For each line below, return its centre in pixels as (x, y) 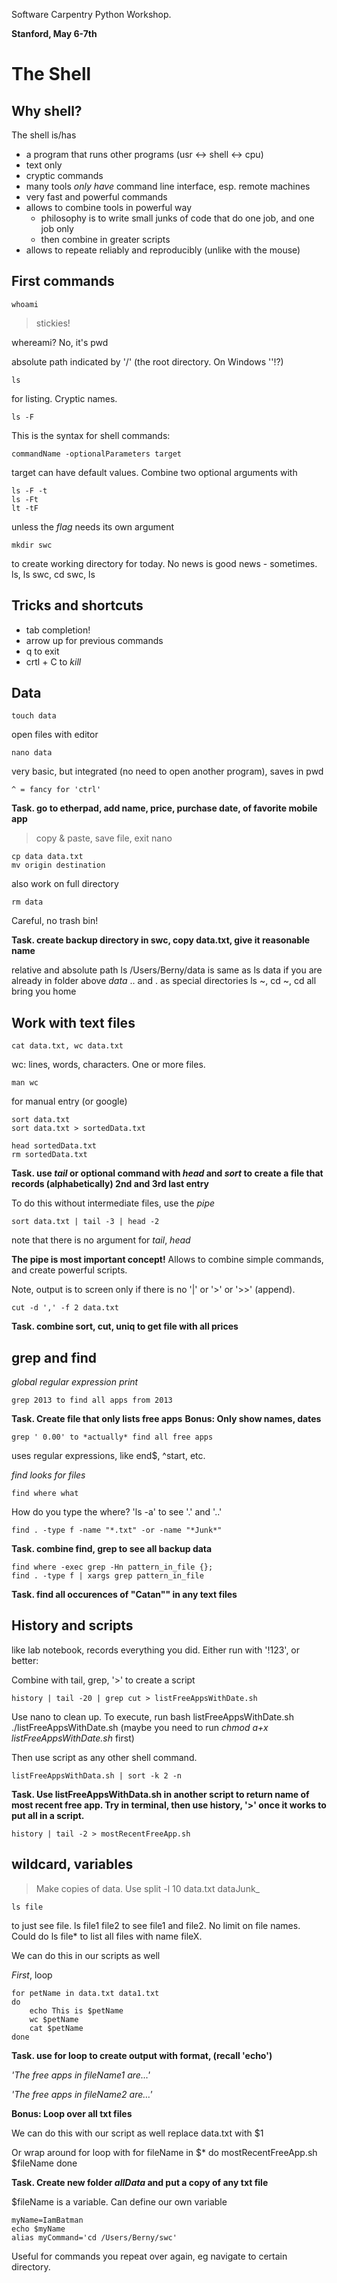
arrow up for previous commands (94, 640)
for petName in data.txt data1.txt (85, 1993)
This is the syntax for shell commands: (91, 435)
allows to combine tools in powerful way (109, 207)
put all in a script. (48, 1815)
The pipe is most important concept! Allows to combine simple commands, (167, 1260)
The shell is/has (44, 135)
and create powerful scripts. (69, 1270)
